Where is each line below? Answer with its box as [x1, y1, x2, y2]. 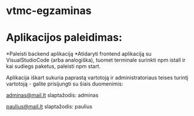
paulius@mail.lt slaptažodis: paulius [6, 103, 93, 110]
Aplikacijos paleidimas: [6, 31, 122, 45]
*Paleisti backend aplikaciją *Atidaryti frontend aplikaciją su [6, 50, 152, 57]
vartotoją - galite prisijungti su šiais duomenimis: [6, 80, 123, 87]
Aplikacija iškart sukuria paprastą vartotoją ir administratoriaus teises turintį [6, 74, 189, 81]
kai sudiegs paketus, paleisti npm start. [6, 63, 101, 70]
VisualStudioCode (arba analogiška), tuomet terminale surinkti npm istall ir [6, 57, 186, 64]
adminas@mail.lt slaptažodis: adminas [6, 92, 99, 99]
